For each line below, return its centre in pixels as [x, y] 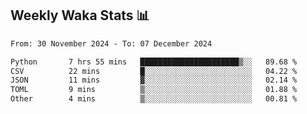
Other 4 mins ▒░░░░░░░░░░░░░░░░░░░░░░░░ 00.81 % [154, 99]
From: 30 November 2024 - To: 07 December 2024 [111, 43]
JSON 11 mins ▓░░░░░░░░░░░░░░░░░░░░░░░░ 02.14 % [154, 80]
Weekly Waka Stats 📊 [80, 15]
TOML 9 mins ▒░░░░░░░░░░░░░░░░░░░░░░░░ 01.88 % [154, 90]
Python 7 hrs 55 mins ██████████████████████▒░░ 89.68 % [154, 62]
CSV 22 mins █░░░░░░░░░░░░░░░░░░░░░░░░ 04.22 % [154, 71]
